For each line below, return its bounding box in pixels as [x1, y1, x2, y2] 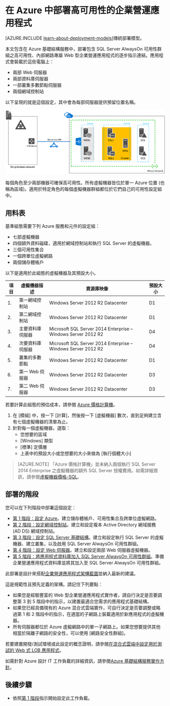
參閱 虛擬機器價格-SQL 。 [31, 474, 82, 480]
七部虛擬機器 [12, 234, 39, 240]
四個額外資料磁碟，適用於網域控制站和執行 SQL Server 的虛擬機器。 [12, 240, 154, 246]
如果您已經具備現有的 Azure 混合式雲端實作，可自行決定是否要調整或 [12, 605, 156, 611]
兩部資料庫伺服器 [12, 76, 49, 82]
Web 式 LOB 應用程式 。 [15, 647, 64, 653]
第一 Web [19, 369, 39, 375]
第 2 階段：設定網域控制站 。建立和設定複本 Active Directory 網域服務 [12, 521, 156, 527]
